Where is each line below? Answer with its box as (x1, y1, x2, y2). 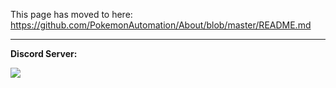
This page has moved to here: (10, 9, 133, 20)
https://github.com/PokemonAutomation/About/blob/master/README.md (10, 19, 312, 31)
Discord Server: (10, 48, 78, 59)
